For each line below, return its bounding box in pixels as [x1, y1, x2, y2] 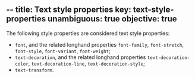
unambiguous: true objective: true [47, 14, 177, 24]
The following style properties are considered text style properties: [6, 30, 170, 37]
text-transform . [14, 66, 55, 73]
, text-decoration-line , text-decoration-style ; [28, 60, 146, 67]
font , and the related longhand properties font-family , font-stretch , [14, 41, 184, 48]
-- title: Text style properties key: [6, 5, 132, 15]
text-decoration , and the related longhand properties [14, 53, 146, 61]
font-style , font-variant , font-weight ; [14, 47, 111, 54]
